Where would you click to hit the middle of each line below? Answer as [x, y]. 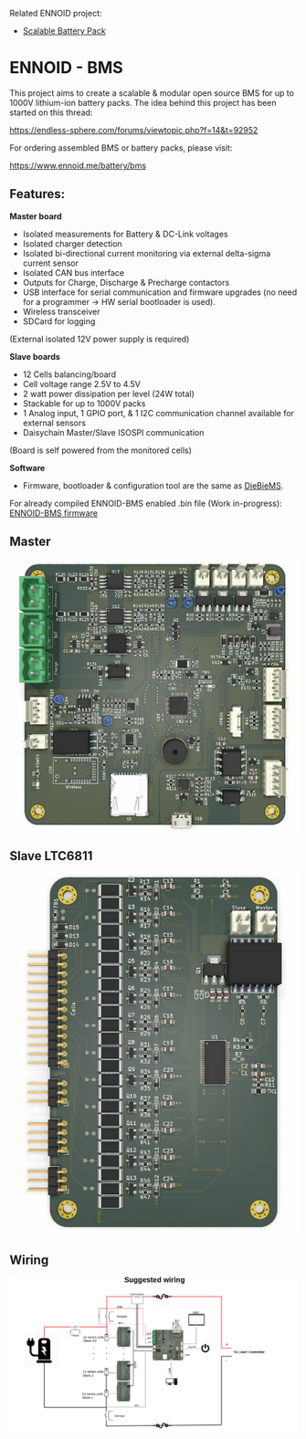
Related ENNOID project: [56, 13]
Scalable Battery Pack [64, 31]
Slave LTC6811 [51, 856]
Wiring [29, 1260]
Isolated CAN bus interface [74, 272]
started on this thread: [51, 112]
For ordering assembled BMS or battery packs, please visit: [121, 147]
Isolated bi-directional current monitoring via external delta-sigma [147, 253]
